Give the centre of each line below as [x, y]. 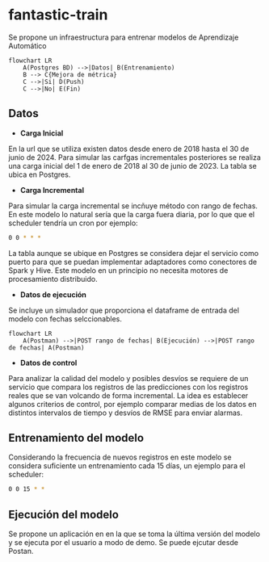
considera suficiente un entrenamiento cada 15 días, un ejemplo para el [127, 466]
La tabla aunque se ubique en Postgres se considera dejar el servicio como [134, 253]
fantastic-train [58, 15]
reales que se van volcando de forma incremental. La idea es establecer [128, 395]
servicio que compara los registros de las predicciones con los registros [128, 387]
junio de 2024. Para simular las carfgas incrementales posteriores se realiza [134, 157]
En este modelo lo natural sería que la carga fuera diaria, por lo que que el [132, 214]
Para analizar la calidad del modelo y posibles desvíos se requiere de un [128, 378]
